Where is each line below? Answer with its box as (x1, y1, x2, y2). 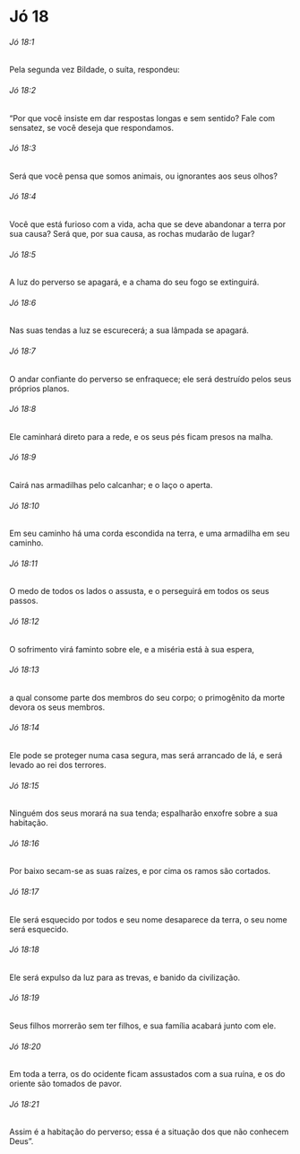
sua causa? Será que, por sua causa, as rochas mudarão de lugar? (9, 229, 255, 239)
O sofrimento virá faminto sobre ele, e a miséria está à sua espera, (9, 643, 255, 654)
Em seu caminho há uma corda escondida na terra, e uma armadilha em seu (9, 528, 290, 539)
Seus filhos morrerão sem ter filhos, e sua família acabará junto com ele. (9, 1020, 277, 1031)
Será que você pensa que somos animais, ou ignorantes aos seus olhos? (9, 170, 278, 181)
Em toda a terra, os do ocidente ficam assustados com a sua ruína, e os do (9, 1069, 286, 1080)
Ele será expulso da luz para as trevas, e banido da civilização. (9, 972, 241, 983)
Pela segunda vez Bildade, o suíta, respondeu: (9, 65, 181, 75)
